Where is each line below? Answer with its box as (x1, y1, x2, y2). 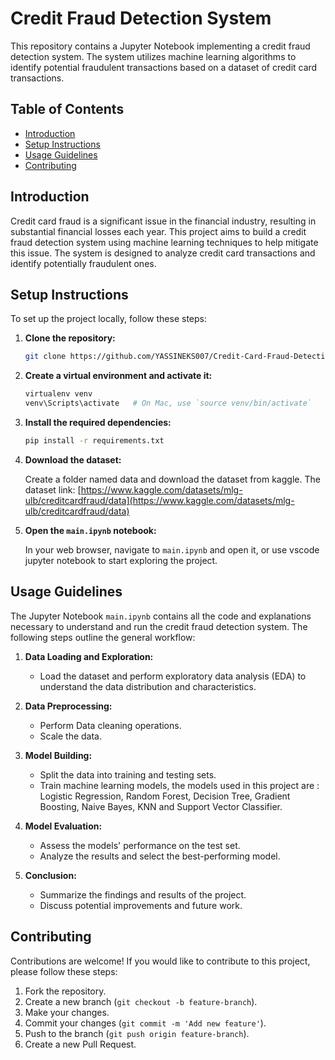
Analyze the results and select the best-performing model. (39, 850, 281, 862)
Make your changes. (24, 1006, 110, 1018)
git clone (24, 352, 67, 362)
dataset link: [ (24, 483, 82, 496)
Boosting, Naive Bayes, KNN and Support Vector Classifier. (39, 800, 283, 812)
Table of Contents (10, 101, 125, 118)
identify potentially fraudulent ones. (10, 257, 157, 269)
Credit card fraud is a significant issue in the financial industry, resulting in (10, 215, 317, 227)
